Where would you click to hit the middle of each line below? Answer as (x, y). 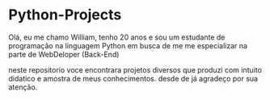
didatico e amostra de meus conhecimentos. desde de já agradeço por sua (133, 78)
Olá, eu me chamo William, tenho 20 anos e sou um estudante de (117, 37)
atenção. (23, 87)
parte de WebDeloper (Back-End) (64, 54)
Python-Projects (65, 15)
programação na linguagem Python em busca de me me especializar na (128, 45)
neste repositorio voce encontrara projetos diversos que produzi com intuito (135, 69)
